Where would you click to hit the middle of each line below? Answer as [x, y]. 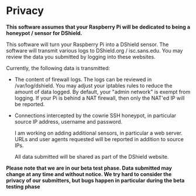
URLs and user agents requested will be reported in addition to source [99, 139]
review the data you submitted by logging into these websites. [81, 57]
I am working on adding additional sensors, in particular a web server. [99, 133]
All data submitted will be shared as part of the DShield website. [92, 156]
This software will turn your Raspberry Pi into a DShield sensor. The [87, 44]
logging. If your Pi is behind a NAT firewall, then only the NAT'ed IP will [99, 98]
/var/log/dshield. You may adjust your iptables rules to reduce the [93, 85]
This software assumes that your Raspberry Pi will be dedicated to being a [98, 27]
